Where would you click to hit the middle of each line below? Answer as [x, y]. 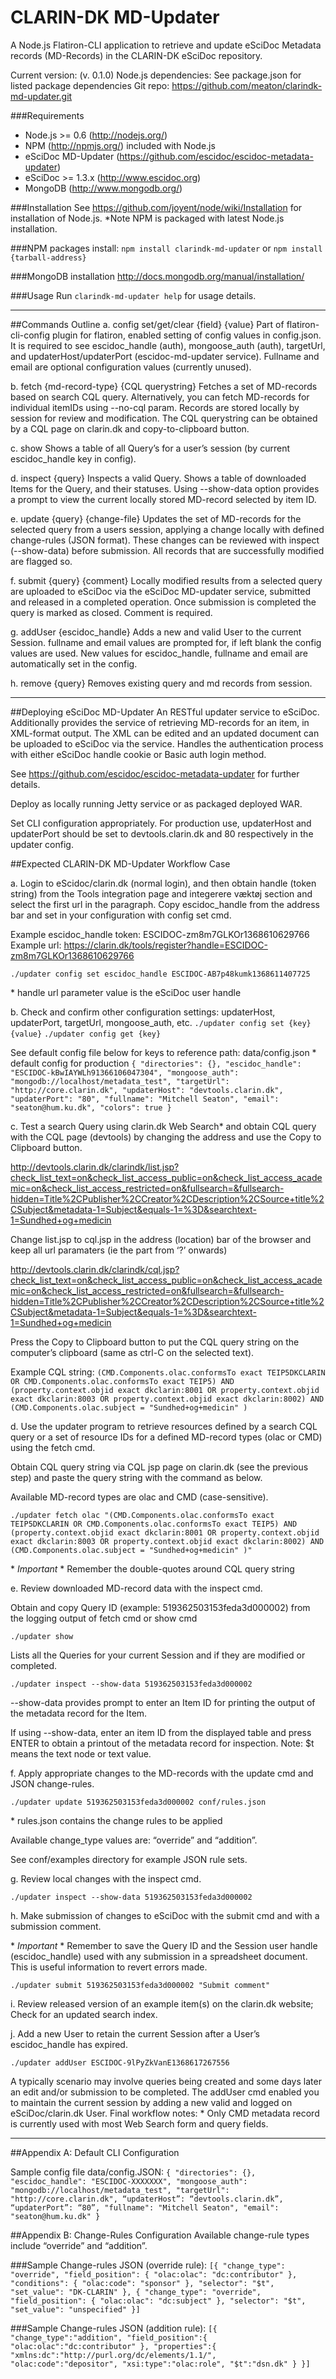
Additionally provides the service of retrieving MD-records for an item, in [160, 722]
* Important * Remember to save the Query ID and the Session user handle [164, 1945]
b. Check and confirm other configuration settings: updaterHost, [143, 1012]
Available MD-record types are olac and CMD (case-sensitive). [139, 1497]
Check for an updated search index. [84, 2014]
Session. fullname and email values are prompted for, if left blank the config [166, 642]
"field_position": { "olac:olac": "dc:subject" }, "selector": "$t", [158, 2301]
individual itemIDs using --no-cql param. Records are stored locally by [155, 407]
